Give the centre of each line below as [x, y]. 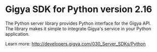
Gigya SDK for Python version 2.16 [79, 9]
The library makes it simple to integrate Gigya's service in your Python [78, 28]
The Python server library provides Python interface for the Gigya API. [78, 23]
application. [17, 34]
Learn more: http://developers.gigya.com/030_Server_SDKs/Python [75, 43]
